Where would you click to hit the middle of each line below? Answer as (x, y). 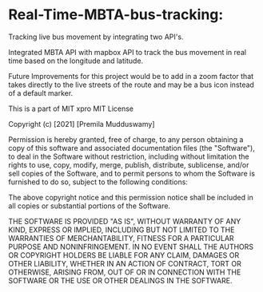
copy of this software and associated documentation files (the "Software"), (132, 148)
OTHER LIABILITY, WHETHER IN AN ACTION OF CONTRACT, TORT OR (125, 263)
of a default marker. (41, 93)
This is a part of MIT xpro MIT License (71, 109)
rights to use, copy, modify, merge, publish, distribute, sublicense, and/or (129, 164)
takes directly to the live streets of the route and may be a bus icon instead (131, 85)
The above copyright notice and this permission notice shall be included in (131, 197)
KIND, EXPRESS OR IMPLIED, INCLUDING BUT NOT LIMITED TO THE (122, 230)
